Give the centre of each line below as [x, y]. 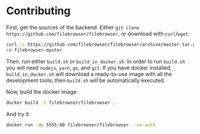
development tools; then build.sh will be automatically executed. [86, 80]
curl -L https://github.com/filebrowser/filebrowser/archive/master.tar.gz [102, 44]
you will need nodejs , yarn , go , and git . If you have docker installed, [89, 68]
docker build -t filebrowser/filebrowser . [61, 103]
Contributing [38, 11]
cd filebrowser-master [34, 50]
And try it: [18, 114]
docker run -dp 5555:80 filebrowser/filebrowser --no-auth [81, 125]
